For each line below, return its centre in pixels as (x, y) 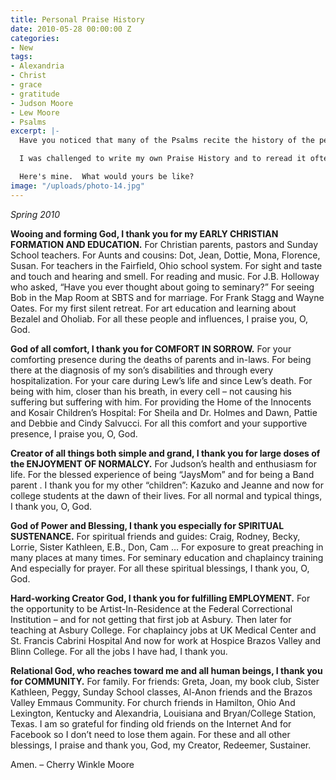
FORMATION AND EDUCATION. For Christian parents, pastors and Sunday (164, 244)
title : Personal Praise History (77, 19)
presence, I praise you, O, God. (74, 433)
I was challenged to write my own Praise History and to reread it (163, 159)
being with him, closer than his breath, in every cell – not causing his (151, 391)
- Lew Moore (35, 112)
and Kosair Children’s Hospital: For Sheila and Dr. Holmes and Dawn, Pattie (164, 412)
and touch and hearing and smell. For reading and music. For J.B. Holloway (165, 276)
